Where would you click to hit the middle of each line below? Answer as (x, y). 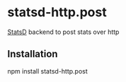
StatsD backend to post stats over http (63, 32)
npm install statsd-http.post (48, 71)
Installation (33, 54)
